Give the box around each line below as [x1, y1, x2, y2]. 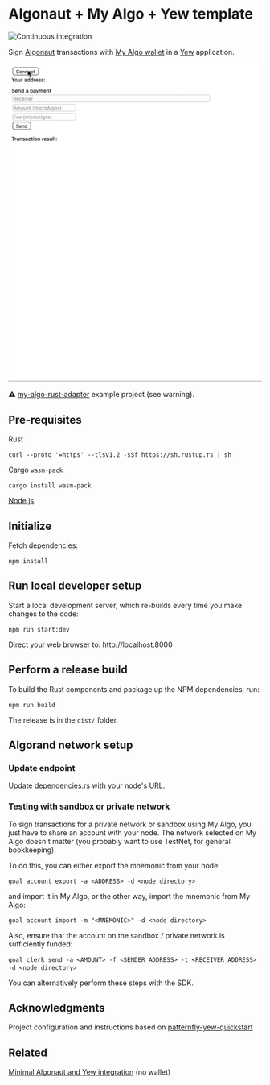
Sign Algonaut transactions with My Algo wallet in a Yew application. [8, 47, 235, 56]
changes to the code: [8, 609, 79, 619]
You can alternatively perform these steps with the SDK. [8, 978, 194, 988]
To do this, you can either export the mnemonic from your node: [8, 860, 221, 870]
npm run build [8, 701, 56, 709]
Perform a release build [8, 663, 129, 677]
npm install [8, 557, 48, 565]
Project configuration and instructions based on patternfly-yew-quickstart [8, 1022, 253, 1032]
